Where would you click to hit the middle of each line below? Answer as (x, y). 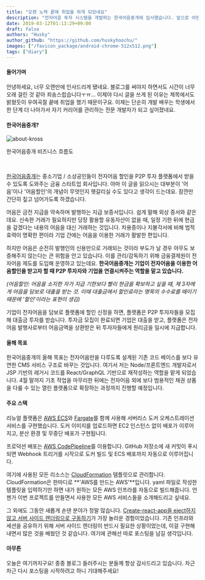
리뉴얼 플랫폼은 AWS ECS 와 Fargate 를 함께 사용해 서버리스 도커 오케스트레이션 (100, 418)
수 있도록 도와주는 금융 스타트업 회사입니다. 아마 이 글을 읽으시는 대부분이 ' (95, 184)
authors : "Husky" (28, 35)
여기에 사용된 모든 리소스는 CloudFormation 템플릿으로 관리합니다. (86, 474)
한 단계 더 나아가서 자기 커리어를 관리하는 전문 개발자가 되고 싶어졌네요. (91, 109)
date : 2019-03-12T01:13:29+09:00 (49, 23)
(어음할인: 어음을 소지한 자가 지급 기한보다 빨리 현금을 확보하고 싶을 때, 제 (93, 284)
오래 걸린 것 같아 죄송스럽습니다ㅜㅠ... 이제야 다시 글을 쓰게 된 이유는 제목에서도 (101, 94)
